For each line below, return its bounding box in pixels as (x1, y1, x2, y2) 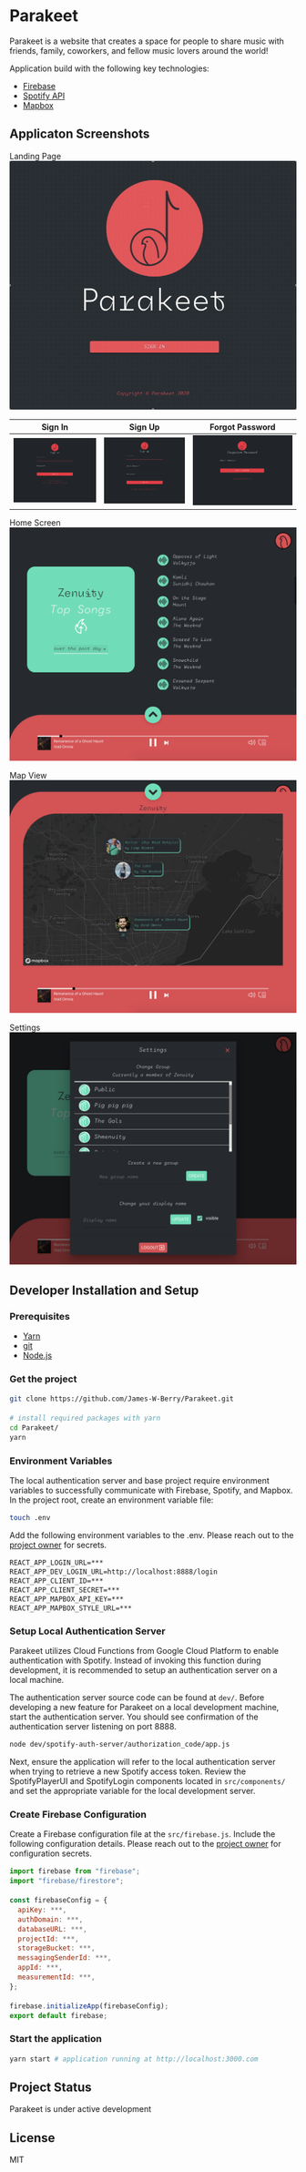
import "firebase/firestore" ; (9, 1877, 125, 1886)
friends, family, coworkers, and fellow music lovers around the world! (9, 45, 269, 56)
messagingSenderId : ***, (17, 1953, 112, 1963)
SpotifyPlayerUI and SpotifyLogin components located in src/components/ (9, 1776, 286, 1787)
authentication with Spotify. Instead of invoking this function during (9, 1655, 261, 1667)
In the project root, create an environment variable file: (9, 1494, 214, 1505)
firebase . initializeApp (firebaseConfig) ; (9, 2001, 169, 2011)
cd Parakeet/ (9, 1423, 59, 1433)
